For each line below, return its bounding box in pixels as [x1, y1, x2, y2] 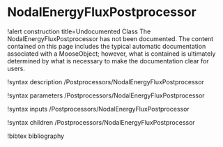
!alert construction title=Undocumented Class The [7, 27, 151, 36]
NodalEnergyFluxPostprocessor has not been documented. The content [7, 34, 214, 42]
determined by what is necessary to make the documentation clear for [7, 56, 209, 65]
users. [7, 64, 26, 72]
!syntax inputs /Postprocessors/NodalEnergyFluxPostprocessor [7, 105, 190, 113]
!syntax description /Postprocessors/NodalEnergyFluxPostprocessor [7, 77, 204, 86]
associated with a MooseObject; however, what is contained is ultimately [7, 49, 216, 58]
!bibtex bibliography [7, 132, 65, 140]
